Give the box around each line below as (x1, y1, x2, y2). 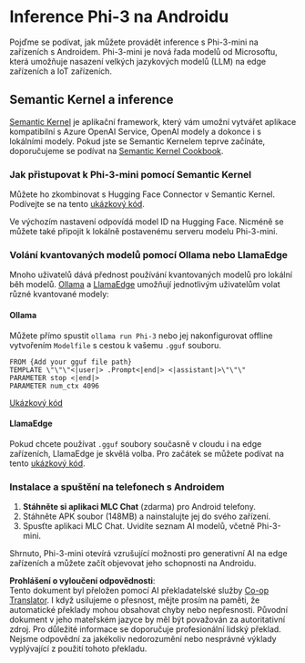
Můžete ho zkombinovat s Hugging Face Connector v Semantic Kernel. (9, 189, 276, 200)
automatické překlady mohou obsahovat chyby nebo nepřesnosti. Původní (9, 605, 289, 616)
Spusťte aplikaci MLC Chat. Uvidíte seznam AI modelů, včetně (22, 521, 255, 532)
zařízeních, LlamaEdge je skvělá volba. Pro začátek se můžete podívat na (9, 448, 285, 459)
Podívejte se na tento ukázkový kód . (9, 199, 146, 210)
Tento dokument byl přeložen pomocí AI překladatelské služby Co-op (9, 585, 269, 596)
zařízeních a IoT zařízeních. (9, 66, 112, 77)
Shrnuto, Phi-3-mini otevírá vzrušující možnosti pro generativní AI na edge (9, 548, 289, 559)
